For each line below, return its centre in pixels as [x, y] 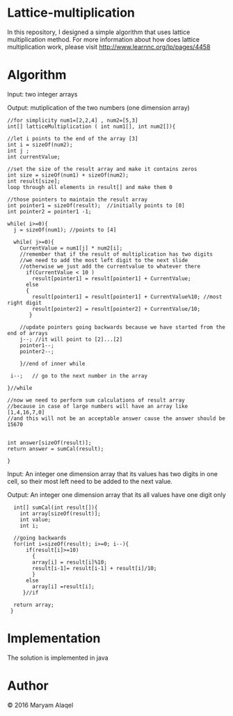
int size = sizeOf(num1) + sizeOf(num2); [68, 175]
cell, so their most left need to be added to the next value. [90, 481]
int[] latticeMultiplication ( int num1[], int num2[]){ [91, 127]
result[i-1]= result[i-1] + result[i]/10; [95, 568]
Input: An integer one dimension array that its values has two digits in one [112, 473]
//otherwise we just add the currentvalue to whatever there [110, 266]
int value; [35, 519]
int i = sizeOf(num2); [40, 145]
